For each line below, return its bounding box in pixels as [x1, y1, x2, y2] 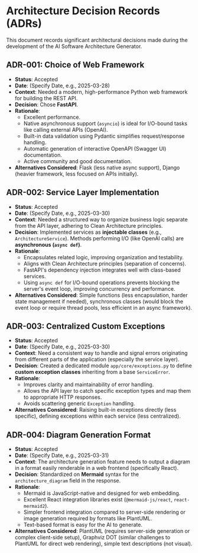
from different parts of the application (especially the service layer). [14, 356, 180, 363]
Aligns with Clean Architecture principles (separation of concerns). [23, 260, 186, 267]
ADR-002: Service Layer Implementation [6, 187, 160, 198]
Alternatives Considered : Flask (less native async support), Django [14, 164, 180, 171]
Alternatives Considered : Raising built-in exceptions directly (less [14, 406, 177, 414]
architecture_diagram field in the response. [14, 477, 121, 484]
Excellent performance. [23, 113, 81, 120]
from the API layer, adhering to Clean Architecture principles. [14, 222, 163, 229]
